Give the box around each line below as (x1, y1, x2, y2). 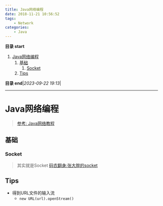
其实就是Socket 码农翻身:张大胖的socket (16, 162, 98, 168)
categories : (5, 25, 29, 30)
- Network (14, 20, 34, 26)
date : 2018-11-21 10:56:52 (5, 12, 60, 16)
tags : (5, 16, 16, 21)
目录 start (5, 44, 25, 49)
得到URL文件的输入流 (12, 190, 55, 196)
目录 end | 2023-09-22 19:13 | (5, 80, 62, 86)
